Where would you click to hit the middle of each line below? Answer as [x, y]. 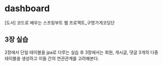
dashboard [27, 9]
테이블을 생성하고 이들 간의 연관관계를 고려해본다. [52, 58]
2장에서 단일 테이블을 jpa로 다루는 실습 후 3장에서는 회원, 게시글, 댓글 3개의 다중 [81, 52]
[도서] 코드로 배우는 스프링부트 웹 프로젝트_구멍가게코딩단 [60, 22]
